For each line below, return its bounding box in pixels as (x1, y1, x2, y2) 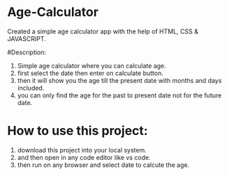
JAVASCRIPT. (7, 34, 47, 42)
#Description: (7, 48, 47, 56)
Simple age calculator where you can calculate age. (17, 61, 166, 70)
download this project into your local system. (17, 145, 147, 154)
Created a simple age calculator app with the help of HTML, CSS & (7, 27, 199, 35)
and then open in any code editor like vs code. (17, 153, 152, 161)
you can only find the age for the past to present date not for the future (17, 91, 222, 99)
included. (17, 83, 45, 92)
